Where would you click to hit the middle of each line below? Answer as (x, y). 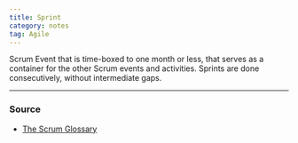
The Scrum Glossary (59, 129)
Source (25, 109)
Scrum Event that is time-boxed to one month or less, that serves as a (137, 60)
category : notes (39, 26)
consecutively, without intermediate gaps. (86, 78)
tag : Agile (29, 34)
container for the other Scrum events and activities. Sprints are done (134, 68)
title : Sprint (35, 17)
